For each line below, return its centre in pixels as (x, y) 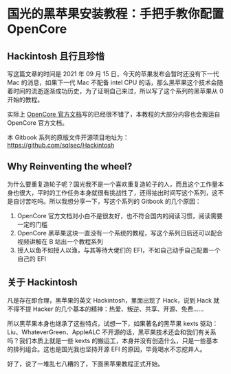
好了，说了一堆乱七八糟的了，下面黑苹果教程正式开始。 (85, 364)
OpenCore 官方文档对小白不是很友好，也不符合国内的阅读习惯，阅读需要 (120, 215)
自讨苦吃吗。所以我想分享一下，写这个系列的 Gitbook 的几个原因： (107, 201)
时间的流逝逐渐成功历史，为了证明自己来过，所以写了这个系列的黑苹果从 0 (118, 91)
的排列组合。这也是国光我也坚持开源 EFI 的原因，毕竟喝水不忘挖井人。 (107, 349)
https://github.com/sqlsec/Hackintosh (61, 145)
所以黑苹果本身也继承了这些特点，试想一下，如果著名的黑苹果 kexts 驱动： (113, 323)
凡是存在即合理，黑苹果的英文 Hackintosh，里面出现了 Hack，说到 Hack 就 (113, 300)
